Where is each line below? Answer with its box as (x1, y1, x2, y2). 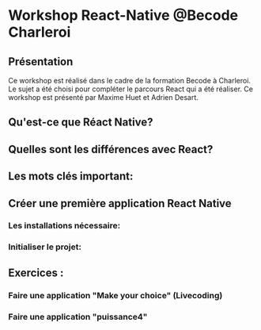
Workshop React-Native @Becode (8, 6, 239, 25)
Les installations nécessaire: (8, 221, 121, 232)
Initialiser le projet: (8, 241, 81, 252)
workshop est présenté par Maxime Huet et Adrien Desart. (8, 93, 199, 102)
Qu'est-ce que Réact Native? (8, 116, 153, 129)
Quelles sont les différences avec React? (8, 142, 214, 156)
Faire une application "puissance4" (8, 311, 148, 322)
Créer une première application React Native (8, 197, 232, 210)
